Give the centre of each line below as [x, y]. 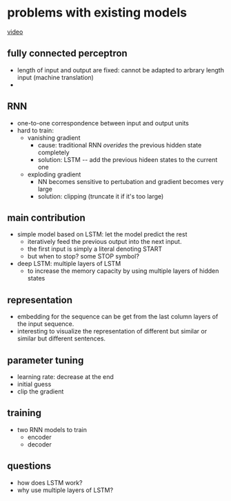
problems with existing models [97, 13]
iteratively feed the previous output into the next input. [104, 242]
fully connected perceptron [67, 53]
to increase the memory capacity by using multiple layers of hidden [123, 271]
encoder [39, 437]
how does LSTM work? [50, 482]
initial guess [34, 384]
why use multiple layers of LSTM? [65, 490]
